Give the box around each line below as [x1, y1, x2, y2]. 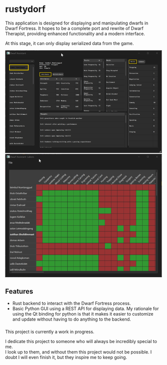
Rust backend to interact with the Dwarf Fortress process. [12, 301, 131, 307]
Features [5, 287, 33, 296]
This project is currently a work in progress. [5, 329, 94, 335]
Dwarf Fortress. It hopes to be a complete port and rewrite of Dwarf [5, 25, 144, 31]
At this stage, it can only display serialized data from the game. [5, 40, 134, 46]
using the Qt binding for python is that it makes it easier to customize [12, 311, 154, 317]
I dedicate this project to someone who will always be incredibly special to [5, 339, 158, 345]
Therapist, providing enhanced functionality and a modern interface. [5, 30, 145, 36]
